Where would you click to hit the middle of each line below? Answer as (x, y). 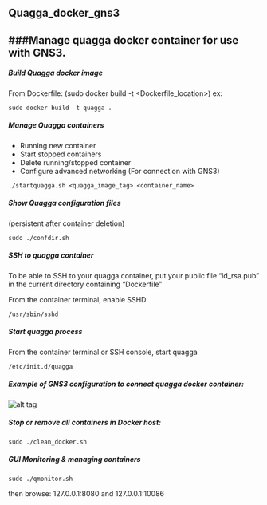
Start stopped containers (61, 154)
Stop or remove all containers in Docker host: (85, 423)
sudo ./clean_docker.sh (48, 442)
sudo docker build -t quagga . (60, 108)
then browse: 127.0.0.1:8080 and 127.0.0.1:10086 (86, 493)
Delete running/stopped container (75, 162)
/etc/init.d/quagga (41, 366)
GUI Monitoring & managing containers (75, 460)
